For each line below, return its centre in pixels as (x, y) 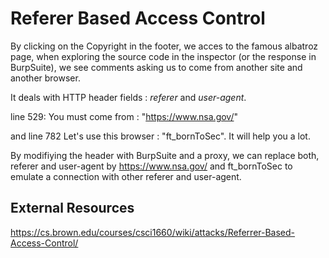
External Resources (72, 208)
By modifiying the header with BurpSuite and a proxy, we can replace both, (165, 155)
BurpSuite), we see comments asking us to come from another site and (156, 67)
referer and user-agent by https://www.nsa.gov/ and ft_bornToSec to (151, 166)
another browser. (45, 78)
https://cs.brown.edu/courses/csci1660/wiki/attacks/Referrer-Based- (153, 232)
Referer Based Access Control (138, 18)
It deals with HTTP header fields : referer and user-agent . (128, 97)
